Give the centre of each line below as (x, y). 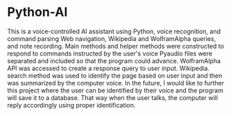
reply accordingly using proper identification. (71, 105)
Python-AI (37, 12)
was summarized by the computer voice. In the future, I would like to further (115, 83)
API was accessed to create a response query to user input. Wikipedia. (109, 68)
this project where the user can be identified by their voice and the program (115, 90)
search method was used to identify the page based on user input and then (115, 75)
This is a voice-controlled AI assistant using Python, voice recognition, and (114, 31)
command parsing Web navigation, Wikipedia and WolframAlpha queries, (112, 38)
